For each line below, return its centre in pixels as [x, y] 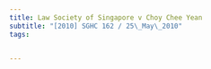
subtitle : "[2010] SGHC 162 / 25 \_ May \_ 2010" [96, 26]
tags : [19, 34]
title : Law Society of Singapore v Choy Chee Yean [106, 17]
